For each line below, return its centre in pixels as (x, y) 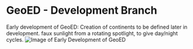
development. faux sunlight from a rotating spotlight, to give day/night (92, 33)
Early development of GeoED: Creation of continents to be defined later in (97, 27)
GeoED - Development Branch (82, 10)
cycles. (15, 39)
